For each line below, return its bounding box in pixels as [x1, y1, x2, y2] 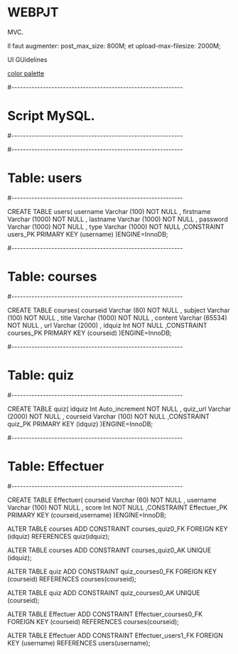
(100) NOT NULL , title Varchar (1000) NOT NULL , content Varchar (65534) [7, 313, 227, 322]
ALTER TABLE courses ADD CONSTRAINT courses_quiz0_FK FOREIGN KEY [7, 524, 228, 533]
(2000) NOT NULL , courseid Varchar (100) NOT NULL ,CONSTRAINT [7, 412, 210, 420]
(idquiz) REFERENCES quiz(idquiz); [7, 532, 110, 540]
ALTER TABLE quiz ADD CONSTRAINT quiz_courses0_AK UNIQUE [7, 588, 200, 597]
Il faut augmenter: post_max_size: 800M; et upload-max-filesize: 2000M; [7, 41, 222, 50]
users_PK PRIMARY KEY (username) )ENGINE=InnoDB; [7, 230, 168, 238]
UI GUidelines [7, 55, 48, 64]
